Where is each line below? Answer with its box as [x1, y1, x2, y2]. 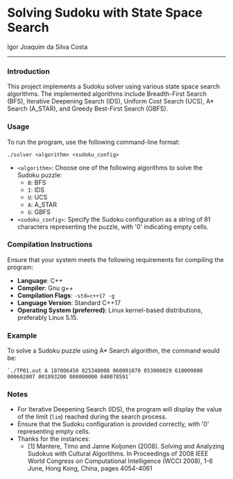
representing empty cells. [17, 428, 91, 436]
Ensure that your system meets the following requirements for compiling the [7, 255, 224, 263]
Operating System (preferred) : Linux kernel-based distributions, [17, 306, 203, 314]
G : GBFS [27, 207, 51, 216]
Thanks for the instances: [17, 435, 91, 443]
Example [7, 330, 37, 340]
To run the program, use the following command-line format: [7, 138, 180, 146]
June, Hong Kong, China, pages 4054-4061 [27, 464, 153, 473]
